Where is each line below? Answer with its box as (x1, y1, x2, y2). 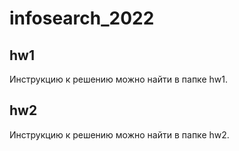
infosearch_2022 (9, 7, 155, 30)
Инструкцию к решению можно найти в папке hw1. (9, 73, 228, 85)
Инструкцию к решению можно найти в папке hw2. (9, 128, 230, 141)
